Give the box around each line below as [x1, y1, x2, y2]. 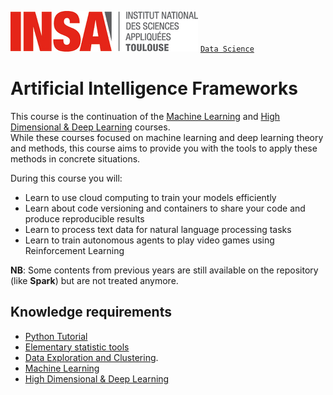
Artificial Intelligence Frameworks [10, 77, 298, 100]
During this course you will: [10, 172, 123, 184]
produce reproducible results [24, 212, 145, 225]
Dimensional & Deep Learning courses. [10, 121, 171, 133]
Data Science [199, 44, 255, 54]
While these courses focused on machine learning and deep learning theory [10, 131, 324, 143]
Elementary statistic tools [24, 341, 130, 353]
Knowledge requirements [10, 304, 172, 321]
